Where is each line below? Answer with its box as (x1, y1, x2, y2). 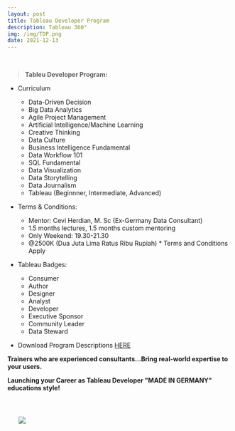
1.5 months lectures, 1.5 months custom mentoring (28, 224, 176, 232)
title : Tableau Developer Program (7, 17, 110, 24)
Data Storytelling (28, 174, 78, 182)
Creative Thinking (28, 128, 80, 137)
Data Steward (28, 327, 69, 336)
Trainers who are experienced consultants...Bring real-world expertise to (7, 355, 229, 363)
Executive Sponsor (28, 312, 84, 321)
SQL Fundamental (28, 158, 81, 167)
